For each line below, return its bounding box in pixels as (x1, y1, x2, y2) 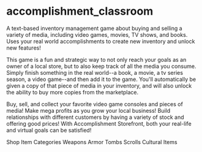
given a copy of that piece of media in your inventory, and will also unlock (6, 82, 192, 89)
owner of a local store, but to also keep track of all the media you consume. (6, 63, 196, 70)
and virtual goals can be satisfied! (6, 126, 92, 134)
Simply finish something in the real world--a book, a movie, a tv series (6, 69, 184, 76)
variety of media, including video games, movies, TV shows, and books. (6, 31, 188, 38)
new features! (6, 44, 41, 51)
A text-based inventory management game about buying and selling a (6, 25, 182, 32)
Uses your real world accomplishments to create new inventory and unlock (6, 37, 195, 45)
